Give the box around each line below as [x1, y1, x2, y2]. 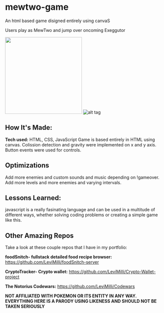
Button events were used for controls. [5, 147, 82, 153]
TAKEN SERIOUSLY [5, 304, 45, 310]
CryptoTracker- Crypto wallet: [5, 269, 68, 275]
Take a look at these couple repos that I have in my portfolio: [5, 245, 128, 251]
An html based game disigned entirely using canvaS [5, 18, 110, 24]
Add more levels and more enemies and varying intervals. [5, 179, 122, 185]
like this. [5, 217, 22, 223]
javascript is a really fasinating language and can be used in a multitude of [5, 207, 156, 213]
